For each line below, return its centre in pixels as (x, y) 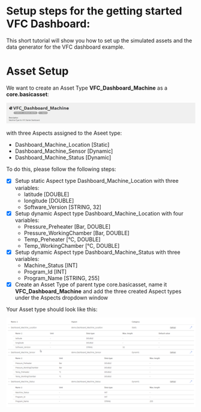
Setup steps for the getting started (94, 11)
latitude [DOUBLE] (46, 194)
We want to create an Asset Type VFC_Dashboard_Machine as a (87, 88)
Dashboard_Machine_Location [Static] (62, 145)
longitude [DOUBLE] (49, 200)
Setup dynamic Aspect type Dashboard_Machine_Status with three (97, 252)
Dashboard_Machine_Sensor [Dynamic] (64, 151)
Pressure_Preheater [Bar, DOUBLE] (67, 226)
